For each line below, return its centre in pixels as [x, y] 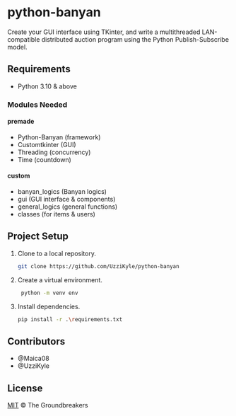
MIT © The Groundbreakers [48, 405]
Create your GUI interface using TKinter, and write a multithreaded [104, 32]
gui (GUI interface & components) [66, 200]
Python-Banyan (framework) [59, 137]
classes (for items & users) [56, 214]
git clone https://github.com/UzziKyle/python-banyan [98, 266]
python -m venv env [49, 293]
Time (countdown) [45, 159]
